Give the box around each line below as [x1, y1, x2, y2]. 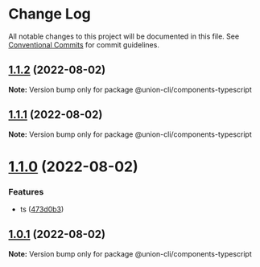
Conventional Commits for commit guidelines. [8, 39, 159, 49]
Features [8, 186, 44, 197]
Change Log [8, 5, 91, 23]
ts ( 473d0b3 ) [19, 204, 64, 214]
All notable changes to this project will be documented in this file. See [8, 31, 240, 41]
